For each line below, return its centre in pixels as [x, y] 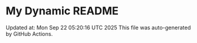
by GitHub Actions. [29, 33]
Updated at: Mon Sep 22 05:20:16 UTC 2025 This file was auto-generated [98, 27]
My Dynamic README [62, 11]
